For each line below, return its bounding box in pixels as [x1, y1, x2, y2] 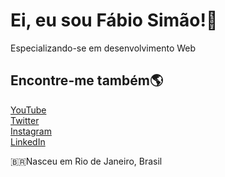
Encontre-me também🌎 [10, 72, 164, 89]
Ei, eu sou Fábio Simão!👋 [10, 9, 218, 32]
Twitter [10, 114, 40, 126]
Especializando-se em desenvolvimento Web [10, 42, 197, 54]
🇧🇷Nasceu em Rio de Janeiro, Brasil [10, 155, 163, 167]
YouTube [10, 104, 47, 116]
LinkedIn [10, 135, 46, 148]
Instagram [10, 125, 52, 137]
